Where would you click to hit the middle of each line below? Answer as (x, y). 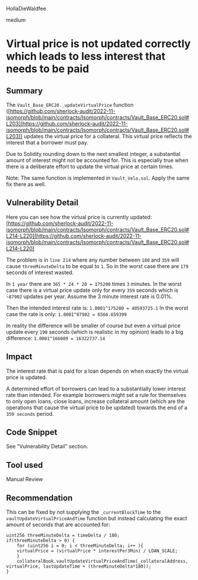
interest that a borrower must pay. (47, 142)
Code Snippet (32, 433)
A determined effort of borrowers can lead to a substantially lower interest (96, 389)
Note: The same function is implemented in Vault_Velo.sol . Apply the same (98, 178)
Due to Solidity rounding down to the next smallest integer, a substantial (93, 154)
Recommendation (39, 498)
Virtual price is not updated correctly (98, 44)
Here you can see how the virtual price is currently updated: (79, 217)
